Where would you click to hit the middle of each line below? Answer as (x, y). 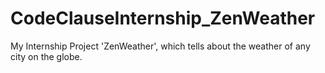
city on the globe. (46, 56)
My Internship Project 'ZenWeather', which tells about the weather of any (160, 46)
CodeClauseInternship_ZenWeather (163, 18)
